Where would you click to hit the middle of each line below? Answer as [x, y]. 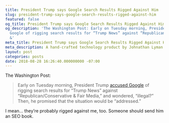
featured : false [22, 19]
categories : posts [24, 56]
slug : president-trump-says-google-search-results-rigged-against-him [81, 15]
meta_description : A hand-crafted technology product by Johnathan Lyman [84, 47]
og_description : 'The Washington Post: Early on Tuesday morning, [76, 29]
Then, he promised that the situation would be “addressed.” [79, 101]
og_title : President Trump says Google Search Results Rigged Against [81, 24]
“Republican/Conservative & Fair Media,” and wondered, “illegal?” [86, 96]
